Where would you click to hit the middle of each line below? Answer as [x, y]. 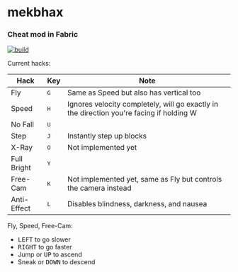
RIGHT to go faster [45, 247]
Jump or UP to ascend [50, 254]
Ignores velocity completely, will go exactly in [142, 105]
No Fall [22, 124]
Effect [21, 208]
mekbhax [35, 12]
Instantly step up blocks [107, 136]
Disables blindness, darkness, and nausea [137, 204]
